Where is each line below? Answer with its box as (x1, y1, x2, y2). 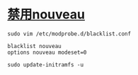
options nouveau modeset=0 (7, 49, 87, 56)
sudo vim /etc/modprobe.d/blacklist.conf (7, 30, 132, 37)
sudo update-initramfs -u (7, 61, 84, 68)
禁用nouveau (7, 6, 85, 23)
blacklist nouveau (7, 42, 62, 50)
